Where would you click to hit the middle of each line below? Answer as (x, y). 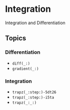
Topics (16, 38)
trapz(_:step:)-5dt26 (34, 92)
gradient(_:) (25, 69)
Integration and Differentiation (35, 23)
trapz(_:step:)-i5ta (33, 97)
